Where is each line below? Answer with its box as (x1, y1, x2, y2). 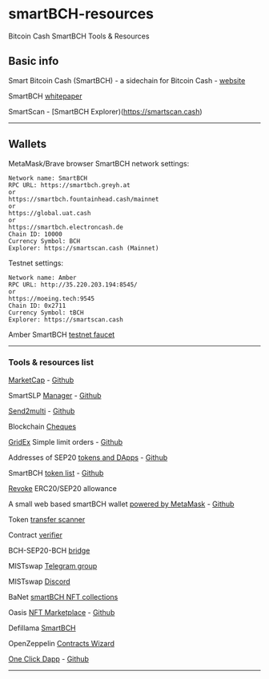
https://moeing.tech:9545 (8, 294, 94, 302)
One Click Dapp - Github (8, 653, 90, 664)
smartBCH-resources (8, 5, 155, 23)
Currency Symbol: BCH (8, 237, 81, 245)
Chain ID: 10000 (8, 230, 62, 238)
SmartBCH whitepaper (8, 91, 82, 101)
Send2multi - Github (8, 405, 75, 416)
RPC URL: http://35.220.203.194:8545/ (8, 281, 138, 289)
